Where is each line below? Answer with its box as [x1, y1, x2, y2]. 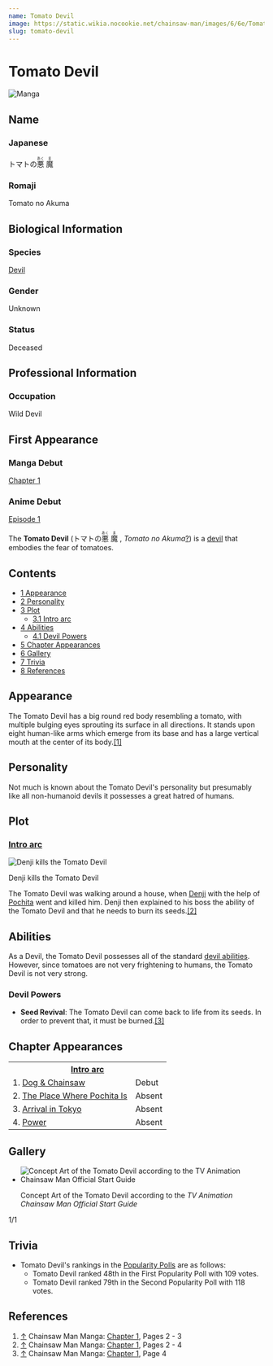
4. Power [12, 1117, 47, 1128]
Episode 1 [8, 514, 41, 524]
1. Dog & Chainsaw [12, 1077, 85, 1088]
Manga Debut [8, 457, 63, 468]
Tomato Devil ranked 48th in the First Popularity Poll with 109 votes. [32, 1268, 259, 1278]
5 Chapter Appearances [19, 640, 101, 650]
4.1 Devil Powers [32, 632, 88, 641]
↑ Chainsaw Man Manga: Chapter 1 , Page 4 [19, 1348, 167, 1358]
